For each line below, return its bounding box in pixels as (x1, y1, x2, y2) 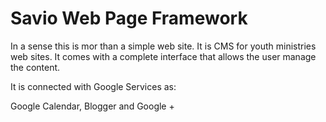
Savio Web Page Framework (10, 7, 248, 30)
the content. (10, 61, 61, 73)
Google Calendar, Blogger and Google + (10, 100, 175, 112)
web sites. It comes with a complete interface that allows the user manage (10, 50, 317, 62)
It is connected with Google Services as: (10, 80, 177, 92)
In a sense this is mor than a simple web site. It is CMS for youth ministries (10, 40, 317, 52)
